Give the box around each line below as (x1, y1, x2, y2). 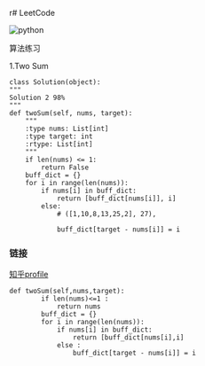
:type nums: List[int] (25, 124, 109, 133)
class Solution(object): (9, 78, 101, 87)
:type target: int (25, 132, 93, 141)
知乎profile (9, 269, 49, 280)
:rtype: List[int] (25, 140, 93, 149)
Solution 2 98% (9, 93, 66, 102)
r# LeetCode (9, 8, 56, 18)
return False (41, 163, 90, 172)
